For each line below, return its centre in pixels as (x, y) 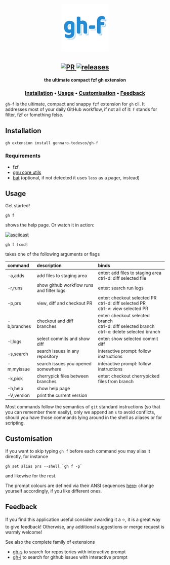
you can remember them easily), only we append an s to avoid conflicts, (80, 412)
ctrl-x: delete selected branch (129, 331)
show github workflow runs (65, 285)
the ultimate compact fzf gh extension (85, 80)
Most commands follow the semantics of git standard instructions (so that (83, 406)
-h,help (15, 389)
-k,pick (15, 379)
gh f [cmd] (17, 245)
